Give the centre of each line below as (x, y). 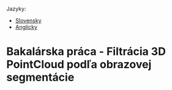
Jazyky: (16, 9)
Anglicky (26, 27)
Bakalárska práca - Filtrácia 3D (86, 52)
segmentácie (40, 78)
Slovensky (28, 20)
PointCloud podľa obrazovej (79, 65)
